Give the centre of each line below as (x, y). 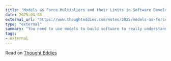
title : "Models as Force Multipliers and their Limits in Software (78, 10)
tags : (11, 34)
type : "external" (24, 24)
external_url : (20, 19)
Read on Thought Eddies (31, 53)
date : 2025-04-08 (24, 15)
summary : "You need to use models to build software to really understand (86, 29)
